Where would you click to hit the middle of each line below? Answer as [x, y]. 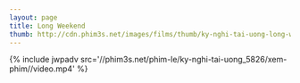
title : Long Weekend [48, 26]
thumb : [21, 34]
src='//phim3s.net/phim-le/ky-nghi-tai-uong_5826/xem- [183, 60]
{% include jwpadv [44, 60]
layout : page [33, 17]
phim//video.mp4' [42, 69]
